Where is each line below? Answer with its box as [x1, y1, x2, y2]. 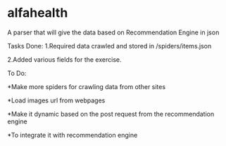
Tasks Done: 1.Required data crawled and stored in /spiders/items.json [7, 41, 212, 50]
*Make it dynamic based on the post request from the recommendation [7, 109, 215, 118]
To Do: [7, 69, 27, 77]
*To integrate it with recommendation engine [7, 131, 138, 139]
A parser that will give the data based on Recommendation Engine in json [7, 28, 220, 36]
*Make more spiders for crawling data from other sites [7, 82, 166, 91]
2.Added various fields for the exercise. [7, 55, 122, 64]
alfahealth [7, 5, 68, 21]
